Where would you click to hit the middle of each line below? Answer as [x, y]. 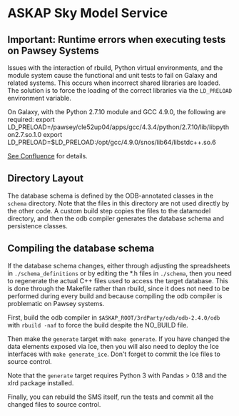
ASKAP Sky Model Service [88, 13]
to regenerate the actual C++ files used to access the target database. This [118, 280]
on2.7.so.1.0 [25, 135]
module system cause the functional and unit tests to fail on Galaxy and [112, 75]
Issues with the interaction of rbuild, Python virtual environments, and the [115, 68]
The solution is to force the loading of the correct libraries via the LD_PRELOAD [120, 90]
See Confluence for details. [47, 156]
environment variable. [39, 98]
